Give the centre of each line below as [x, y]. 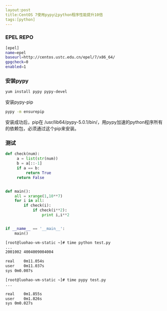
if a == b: [28, 168]
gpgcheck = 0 [17, 62]
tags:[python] [20, 19]
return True [39, 173]
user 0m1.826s [24, 299]
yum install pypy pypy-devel [36, 92]
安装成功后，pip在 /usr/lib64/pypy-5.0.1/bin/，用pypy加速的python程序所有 [84, 122]
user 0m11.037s [25, 266]
